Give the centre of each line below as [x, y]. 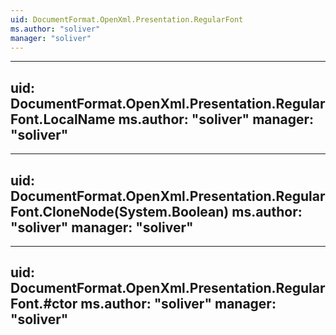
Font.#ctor [44, 304]
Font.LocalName [63, 119]
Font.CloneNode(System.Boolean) [120, 211]
